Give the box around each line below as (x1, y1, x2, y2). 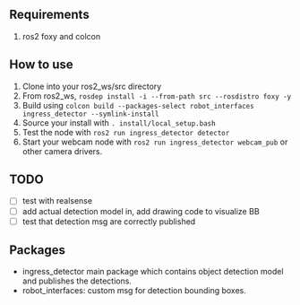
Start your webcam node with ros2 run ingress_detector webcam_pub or (21, 136, 288, 147)
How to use (9, 57, 73, 73)
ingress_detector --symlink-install (21, 109, 159, 118)
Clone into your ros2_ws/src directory (21, 81, 162, 91)
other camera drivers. (21, 145, 103, 156)
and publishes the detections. (21, 275, 133, 286)
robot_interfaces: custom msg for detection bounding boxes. (21, 285, 246, 296)
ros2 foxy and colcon (21, 30, 101, 41)
